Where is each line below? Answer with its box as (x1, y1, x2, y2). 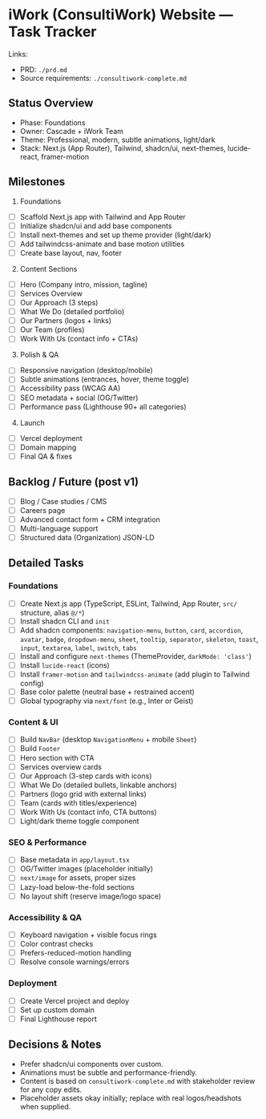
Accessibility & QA (8, 911, 83, 923)
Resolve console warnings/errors (19, 957, 130, 967)
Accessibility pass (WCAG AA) (19, 383, 121, 394)
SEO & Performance (8, 836, 87, 847)
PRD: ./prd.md (19, 64, 68, 74)
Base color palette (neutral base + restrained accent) (19, 687, 195, 697)
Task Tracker (8, 22, 97, 41)
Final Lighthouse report (19, 1014, 98, 1024)
